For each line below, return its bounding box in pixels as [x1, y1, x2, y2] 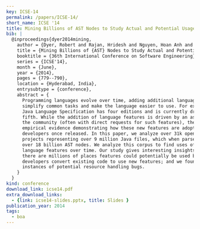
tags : [6, 208, 20, 215]
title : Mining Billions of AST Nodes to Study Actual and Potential [6, 25, 180, 32]
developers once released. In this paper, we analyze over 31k [21, 131, 183, 137]
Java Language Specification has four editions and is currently [21, 109, 187, 114]
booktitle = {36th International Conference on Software [17, 53, 161, 59]
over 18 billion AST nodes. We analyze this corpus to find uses [21, 141, 187, 148]
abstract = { [17, 92, 49, 98]
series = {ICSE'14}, [17, 58, 68, 64]
